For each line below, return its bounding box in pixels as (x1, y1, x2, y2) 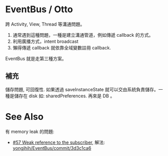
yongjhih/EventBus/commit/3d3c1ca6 (12, 145, 92, 151)
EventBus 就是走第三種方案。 (5, 55, 67, 62)
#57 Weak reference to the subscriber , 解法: (12, 139, 105, 145)
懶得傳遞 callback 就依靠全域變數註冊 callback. (12, 44, 111, 50)
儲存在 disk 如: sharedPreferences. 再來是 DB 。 (14, 93, 115, 99)
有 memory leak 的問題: (5, 128, 54, 135)
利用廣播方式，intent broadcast (12, 38, 79, 44)
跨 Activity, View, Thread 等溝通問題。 (5, 21, 85, 27)
